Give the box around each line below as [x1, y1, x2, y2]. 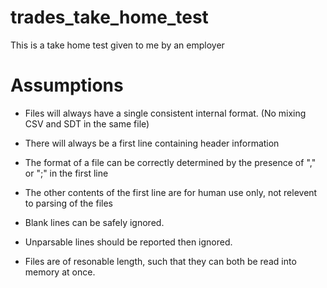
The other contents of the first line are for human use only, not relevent [24, 186, 318, 198]
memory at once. [24, 266, 96, 278]
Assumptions [10, 74, 124, 97]
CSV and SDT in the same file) [24, 117, 150, 130]
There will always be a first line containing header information [24, 137, 280, 149]
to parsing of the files [24, 197, 113, 209]
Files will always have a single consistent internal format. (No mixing [24, 107, 307, 119]
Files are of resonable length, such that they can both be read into [24, 255, 297, 267]
